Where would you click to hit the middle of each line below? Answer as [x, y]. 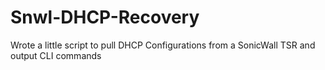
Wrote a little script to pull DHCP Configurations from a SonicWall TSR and [163, 45]
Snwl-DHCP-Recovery [105, 17]
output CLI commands [56, 55]
